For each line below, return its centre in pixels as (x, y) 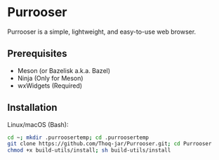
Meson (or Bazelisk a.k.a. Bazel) (64, 70)
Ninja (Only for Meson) (50, 78)
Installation (32, 108)
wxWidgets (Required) (50, 86)
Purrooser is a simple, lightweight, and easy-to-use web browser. (102, 32)
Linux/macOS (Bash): (38, 124)
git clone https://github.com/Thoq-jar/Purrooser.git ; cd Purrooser (109, 144)
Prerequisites (37, 54)
